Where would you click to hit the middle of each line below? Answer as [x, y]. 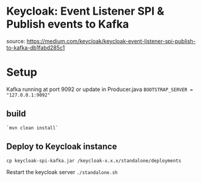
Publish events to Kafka [68, 24]
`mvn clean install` [33, 128]
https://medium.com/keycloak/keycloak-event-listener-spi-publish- [111, 41]
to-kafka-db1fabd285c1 [36, 48]
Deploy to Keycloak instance [62, 147]
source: [16, 41]
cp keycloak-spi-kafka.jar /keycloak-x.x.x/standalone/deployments [94, 161]
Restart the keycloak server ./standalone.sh [62, 172]
